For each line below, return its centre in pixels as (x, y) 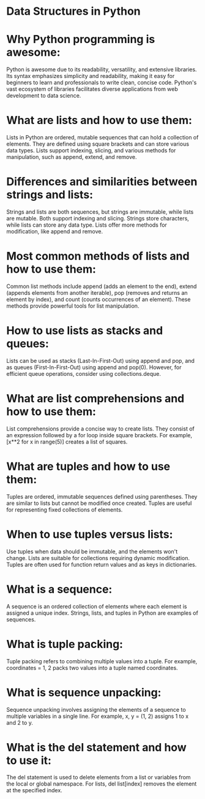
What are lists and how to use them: (99, 120)
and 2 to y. (20, 722)
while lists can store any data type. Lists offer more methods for (87, 225)
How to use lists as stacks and (85, 331)
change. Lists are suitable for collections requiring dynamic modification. (98, 558)
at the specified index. (34, 790)
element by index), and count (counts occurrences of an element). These (99, 299)
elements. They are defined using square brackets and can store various (98, 144)
